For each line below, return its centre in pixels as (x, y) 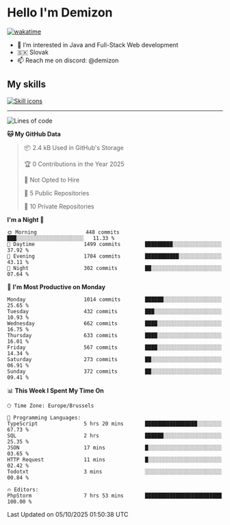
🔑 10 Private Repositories (59, 206)
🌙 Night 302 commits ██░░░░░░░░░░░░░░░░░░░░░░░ (115, 268)
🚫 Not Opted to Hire (52, 180)
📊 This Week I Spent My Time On (55, 390)
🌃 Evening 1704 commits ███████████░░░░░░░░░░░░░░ (115, 256)
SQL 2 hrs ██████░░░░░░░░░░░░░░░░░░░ (115, 436)
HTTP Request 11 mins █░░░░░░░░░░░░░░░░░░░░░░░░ (115, 460)
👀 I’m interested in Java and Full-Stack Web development (98, 45)
